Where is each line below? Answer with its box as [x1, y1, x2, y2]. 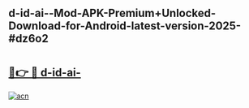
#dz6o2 [8, 32, 49, 45]
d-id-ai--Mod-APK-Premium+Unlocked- [8, 6, 217, 20]
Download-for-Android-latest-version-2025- [8, 19, 242, 33]
